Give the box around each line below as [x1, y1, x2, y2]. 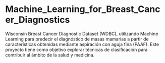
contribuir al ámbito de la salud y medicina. [5, 51, 95, 58]
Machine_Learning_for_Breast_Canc [5, 3, 160, 15]
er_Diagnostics [5, 14, 70, 25]
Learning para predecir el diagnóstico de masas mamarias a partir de [5, 36, 149, 42]
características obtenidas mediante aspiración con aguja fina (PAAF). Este [5, 41, 159, 47]
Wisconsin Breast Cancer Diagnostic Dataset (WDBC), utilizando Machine [5, 30, 158, 36]
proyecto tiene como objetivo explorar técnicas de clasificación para [5, 46, 148, 52]
